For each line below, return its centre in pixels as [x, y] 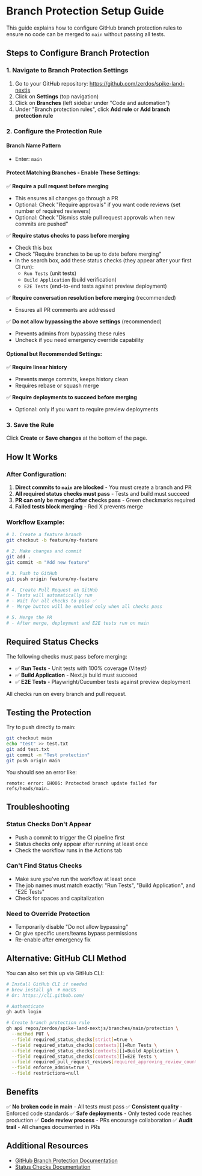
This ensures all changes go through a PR [66, 198]
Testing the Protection [49, 713]
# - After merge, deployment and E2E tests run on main [78, 623]
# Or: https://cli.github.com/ [45, 995]
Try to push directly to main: [41, 727]
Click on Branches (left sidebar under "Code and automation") [92, 103]
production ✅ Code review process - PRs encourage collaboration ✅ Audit [99, 1120]
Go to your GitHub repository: [51, 83]
